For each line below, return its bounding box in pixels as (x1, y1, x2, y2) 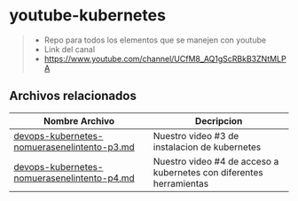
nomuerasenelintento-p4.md (13, 172, 135, 184)
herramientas (153, 177, 209, 189)
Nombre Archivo (43, 114, 115, 127)
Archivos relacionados (9, 89, 137, 104)
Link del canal (43, 43, 96, 54)
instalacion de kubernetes (153, 141, 262, 153)
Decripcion (194, 114, 243, 127)
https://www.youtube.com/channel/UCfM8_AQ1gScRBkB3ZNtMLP (43, 53, 286, 64)
